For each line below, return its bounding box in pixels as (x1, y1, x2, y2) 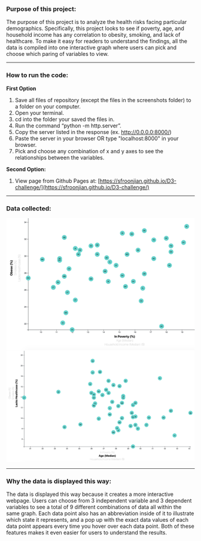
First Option (6, 85, 36, 92)
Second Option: (6, 165, 46, 173)
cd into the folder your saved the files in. (14, 115, 115, 123)
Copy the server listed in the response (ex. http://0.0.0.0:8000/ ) (14, 128, 172, 135)
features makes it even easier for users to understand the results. (6, 529, 167, 536)
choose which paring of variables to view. (6, 50, 109, 58)
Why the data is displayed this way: (6, 477, 112, 486)
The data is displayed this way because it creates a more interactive (6, 491, 174, 498)
